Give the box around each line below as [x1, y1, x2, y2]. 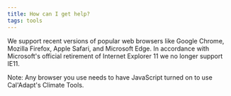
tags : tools [7, 17, 43, 24]
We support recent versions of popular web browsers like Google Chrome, [7, 36, 225, 45]
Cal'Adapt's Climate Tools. [7, 80, 84, 89]
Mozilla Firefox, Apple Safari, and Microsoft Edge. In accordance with [7, 44, 210, 53]
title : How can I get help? [7, 10, 91, 18]
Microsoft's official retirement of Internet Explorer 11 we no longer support [7, 51, 223, 60]
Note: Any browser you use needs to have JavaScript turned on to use [7, 73, 213, 82]
